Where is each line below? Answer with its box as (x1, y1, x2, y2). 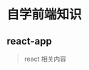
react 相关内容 (23, 54, 67, 63)
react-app (6, 35, 53, 47)
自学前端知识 (6, 6, 83, 23)
